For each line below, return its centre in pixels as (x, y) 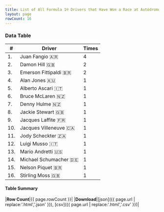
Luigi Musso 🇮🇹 (39, 143)
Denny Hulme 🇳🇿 (41, 104)
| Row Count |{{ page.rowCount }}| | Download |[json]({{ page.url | (70, 199)
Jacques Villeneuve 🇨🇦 (48, 128)
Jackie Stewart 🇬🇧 (42, 112)
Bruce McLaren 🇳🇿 (43, 96)
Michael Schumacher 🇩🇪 (50, 159)
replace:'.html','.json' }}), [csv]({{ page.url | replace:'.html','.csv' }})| (72, 204)
